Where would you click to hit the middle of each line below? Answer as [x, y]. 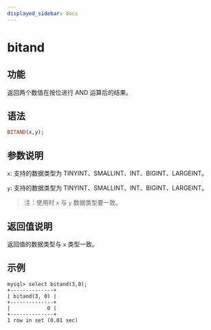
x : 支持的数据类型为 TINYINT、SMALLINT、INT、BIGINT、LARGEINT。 [108, 173]
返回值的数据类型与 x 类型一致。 [53, 244]
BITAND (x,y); [26, 132]
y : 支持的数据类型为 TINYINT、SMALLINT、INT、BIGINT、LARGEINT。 [108, 188]
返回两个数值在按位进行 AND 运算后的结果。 [70, 92]
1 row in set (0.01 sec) [43, 320]
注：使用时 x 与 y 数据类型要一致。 [73, 203]
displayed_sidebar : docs [43, 13]
